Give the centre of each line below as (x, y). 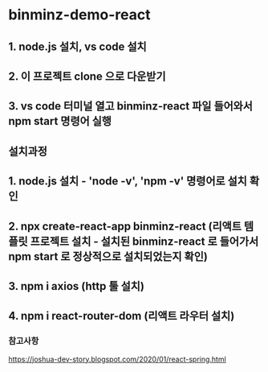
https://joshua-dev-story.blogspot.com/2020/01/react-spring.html (117, 359)
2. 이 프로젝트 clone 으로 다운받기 (87, 76)
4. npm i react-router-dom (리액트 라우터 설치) (122, 316)
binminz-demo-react (79, 15)
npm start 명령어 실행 (60, 121)
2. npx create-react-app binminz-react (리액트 (125, 226)
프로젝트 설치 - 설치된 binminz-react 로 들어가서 (144, 241)
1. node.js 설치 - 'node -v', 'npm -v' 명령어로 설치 (128, 182)
